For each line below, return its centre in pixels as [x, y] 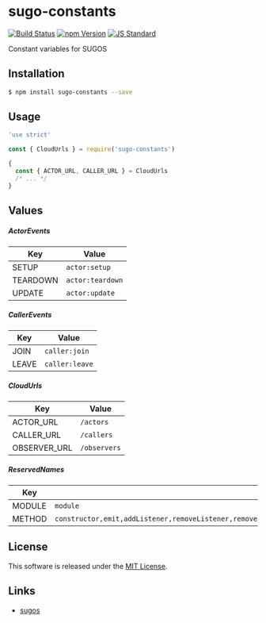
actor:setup [88, 267]
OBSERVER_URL [42, 448]
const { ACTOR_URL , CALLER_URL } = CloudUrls [92, 171]
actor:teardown [95, 281]
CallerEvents [30, 314]
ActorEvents [29, 231]
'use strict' [30, 135]
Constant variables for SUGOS [58, 48]
